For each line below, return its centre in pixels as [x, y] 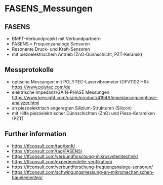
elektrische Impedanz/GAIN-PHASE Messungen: [61, 92]
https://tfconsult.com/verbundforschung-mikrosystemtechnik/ [75, 156]
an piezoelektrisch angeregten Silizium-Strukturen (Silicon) [72, 108]
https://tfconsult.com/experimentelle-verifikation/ [62, 161]
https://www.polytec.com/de [41, 87]
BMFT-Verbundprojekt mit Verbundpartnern [56, 38]
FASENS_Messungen [49, 9]
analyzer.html [25, 103]
